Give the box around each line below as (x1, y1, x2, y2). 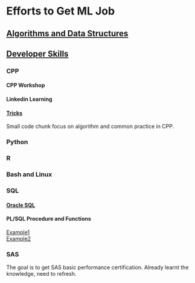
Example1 (6, 228, 30, 236)
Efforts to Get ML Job (6, 4, 115, 18)
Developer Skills (6, 48, 69, 59)
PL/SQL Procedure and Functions (6, 215, 92, 223)
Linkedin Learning (6, 95, 53, 103)
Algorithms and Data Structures (6, 28, 129, 39)
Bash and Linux (6, 170, 53, 179)
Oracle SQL (6, 201, 36, 209)
